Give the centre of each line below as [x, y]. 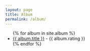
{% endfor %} [27, 44]
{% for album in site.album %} [44, 33]
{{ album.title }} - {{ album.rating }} [49, 38]
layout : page [19, 10]
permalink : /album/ [26, 19]
